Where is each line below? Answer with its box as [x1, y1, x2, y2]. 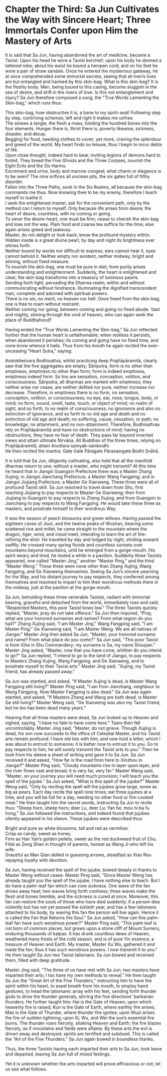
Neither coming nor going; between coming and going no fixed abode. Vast [5, 306, 160, 312]
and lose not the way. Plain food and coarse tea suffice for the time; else [5, 221, 154, 227]
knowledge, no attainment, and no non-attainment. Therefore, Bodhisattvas [5, 421, 160, 427]
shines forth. [5, 242, 31, 248]
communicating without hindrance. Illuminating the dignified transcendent [5, 285, 157, 291]
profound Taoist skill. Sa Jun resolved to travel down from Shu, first [5, 484, 144, 490]
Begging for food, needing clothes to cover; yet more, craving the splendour [5, 136, 162, 142]
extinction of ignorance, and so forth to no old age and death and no [5, 410, 146, 416]
